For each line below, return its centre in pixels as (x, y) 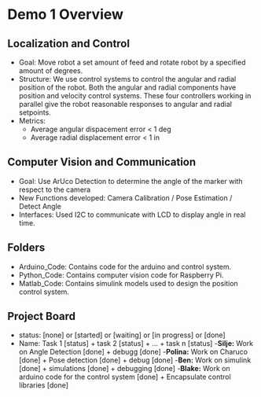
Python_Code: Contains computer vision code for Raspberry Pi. (121, 275)
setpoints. (35, 112)
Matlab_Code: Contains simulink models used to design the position (129, 283)
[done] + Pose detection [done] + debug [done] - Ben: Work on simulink (135, 360)
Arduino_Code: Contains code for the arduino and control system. (125, 267)
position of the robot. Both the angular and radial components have (127, 87)
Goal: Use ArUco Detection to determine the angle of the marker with (130, 181)
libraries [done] (43, 385)
